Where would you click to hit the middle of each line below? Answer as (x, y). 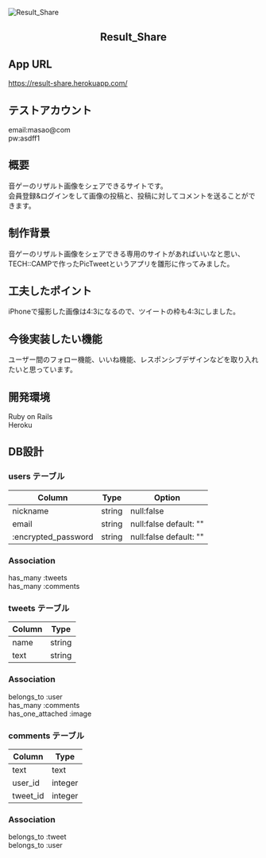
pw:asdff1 (24, 138)
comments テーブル (46, 736)
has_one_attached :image (50, 714)
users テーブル (37, 476)
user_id (26, 783)
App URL (31, 64)
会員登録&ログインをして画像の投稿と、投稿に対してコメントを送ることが (128, 195)
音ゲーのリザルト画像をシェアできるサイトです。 (88, 186)
